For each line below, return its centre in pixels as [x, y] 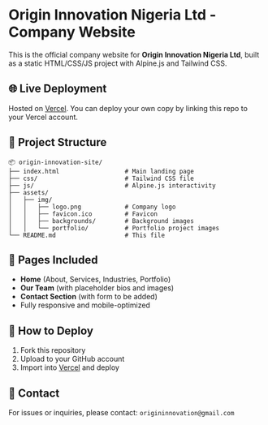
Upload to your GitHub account [72, 359]
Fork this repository [53, 350]
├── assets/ [28, 192]
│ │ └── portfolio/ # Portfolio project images [114, 228]
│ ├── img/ [30, 200]
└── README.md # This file [86, 235]
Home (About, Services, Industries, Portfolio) [95, 279]
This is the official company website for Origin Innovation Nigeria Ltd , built [134, 54]
